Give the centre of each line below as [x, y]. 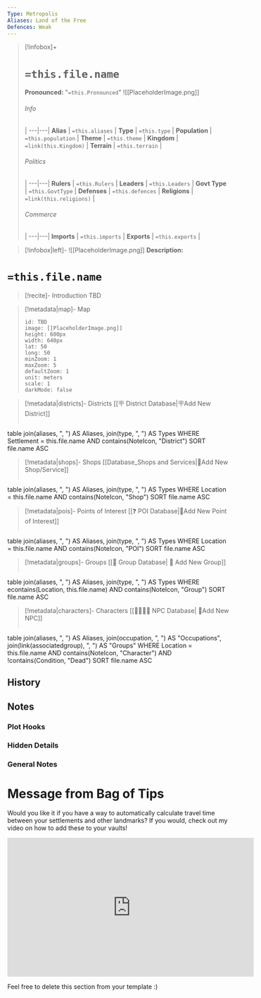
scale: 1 [37, 384]
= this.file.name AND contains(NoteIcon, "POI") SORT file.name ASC [106, 548]
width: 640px [44, 340]
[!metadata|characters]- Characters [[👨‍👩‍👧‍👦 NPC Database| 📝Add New [127, 610]
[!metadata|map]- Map [57, 309]
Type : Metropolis [33, 14]
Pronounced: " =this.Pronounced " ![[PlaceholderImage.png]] [112, 92]
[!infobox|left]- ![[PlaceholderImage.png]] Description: [104, 250]
